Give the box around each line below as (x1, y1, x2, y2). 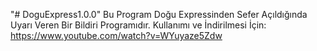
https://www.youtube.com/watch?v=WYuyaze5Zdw (10, 30, 223, 41)
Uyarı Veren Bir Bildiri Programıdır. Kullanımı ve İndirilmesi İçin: (10, 19, 267, 31)
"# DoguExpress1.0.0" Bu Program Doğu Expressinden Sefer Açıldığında (10, 9, 308, 20)
